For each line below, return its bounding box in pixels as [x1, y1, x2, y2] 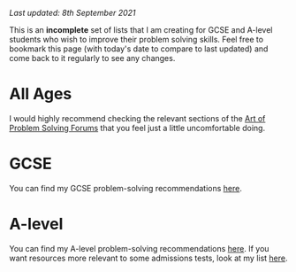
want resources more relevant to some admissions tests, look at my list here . [9, 253, 289, 263]
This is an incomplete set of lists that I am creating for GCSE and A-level [9, 25, 273, 35]
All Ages [9, 84, 72, 105]
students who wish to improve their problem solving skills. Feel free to [9, 35, 263, 44]
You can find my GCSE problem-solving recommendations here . [9, 183, 243, 193]
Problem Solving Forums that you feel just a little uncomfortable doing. [9, 122, 266, 133]
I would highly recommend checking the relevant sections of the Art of [9, 113, 266, 123]
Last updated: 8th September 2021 [9, 8, 136, 18]
